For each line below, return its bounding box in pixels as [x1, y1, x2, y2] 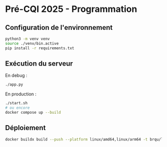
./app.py [5, 82, 23, 87]
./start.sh [5, 101, 28, 106]
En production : [5, 91, 37, 97]
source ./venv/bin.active [5, 41, 59, 46]
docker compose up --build [5, 110, 61, 115]
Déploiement [5, 124, 46, 132]
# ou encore [5, 105, 30, 110]
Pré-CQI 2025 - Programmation [5, 3, 138, 15]
